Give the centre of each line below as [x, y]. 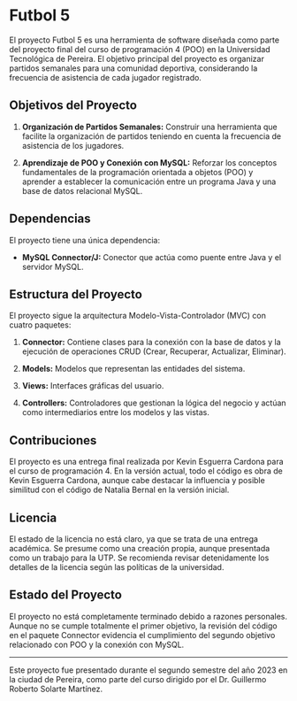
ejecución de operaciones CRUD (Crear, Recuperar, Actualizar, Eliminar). [154, 351]
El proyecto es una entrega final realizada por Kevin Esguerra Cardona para [147, 462]
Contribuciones [53, 440]
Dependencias [50, 219]
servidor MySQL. [53, 266]
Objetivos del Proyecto [73, 106]
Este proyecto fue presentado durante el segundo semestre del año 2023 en [148, 670]
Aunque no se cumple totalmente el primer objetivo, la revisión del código [143, 626]
